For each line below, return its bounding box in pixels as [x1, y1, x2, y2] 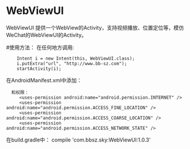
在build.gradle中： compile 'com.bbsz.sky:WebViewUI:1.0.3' [6, 136, 151, 143]
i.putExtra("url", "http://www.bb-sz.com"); [16, 60, 127, 67]
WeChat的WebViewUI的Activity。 [6, 31, 87, 39]
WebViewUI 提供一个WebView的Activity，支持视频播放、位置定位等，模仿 [6, 24, 184, 31]
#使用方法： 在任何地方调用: [6, 44, 74, 51]
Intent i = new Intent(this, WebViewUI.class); [16, 56, 135, 61]
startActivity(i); [16, 65, 62, 71]
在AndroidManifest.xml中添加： [6, 77, 82, 84]
